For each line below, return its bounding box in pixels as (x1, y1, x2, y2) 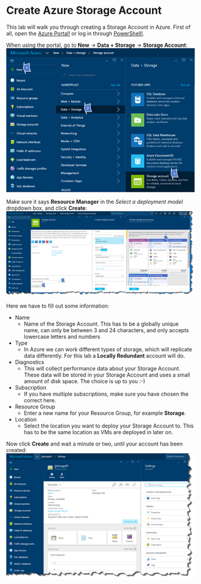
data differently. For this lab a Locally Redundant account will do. (23, 352, 185, 360)
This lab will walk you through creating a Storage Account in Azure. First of (6, 23, 191, 31)
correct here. (23, 397, 56, 404)
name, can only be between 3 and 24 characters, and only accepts (23, 327, 190, 334)
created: (6, 447, 27, 454)
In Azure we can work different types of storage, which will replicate (23, 346, 193, 353)
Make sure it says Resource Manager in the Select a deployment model (6, 198, 184, 206)
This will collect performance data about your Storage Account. (23, 365, 181, 372)
